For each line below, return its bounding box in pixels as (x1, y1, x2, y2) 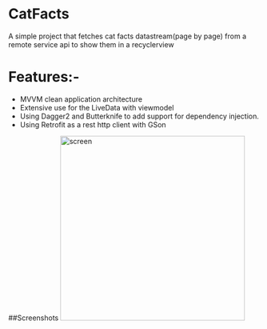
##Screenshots (8, 313, 59, 323)
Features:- (8, 68, 80, 86)
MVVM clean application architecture (19, 94, 142, 104)
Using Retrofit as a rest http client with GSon (19, 119, 166, 129)
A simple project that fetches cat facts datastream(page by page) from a (8, 31, 246, 41)
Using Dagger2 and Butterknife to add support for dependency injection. (19, 111, 260, 121)
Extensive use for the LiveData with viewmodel (19, 102, 174, 112)
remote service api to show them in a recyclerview (8, 39, 174, 49)
